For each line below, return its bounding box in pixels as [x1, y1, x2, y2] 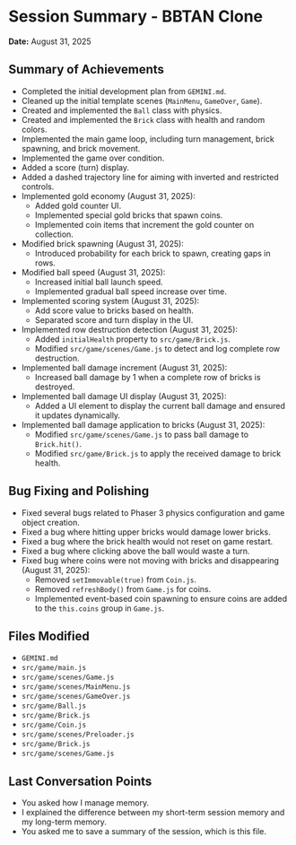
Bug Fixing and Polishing [8, 483, 150, 499]
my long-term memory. [21, 816, 107, 827]
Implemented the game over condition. [21, 152, 165, 163]
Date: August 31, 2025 [8, 36, 91, 47]
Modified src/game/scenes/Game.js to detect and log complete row [34, 343, 280, 353]
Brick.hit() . [34, 438, 83, 449]
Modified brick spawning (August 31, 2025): [21, 238, 185, 248]
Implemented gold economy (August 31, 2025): [21, 190, 196, 201]
